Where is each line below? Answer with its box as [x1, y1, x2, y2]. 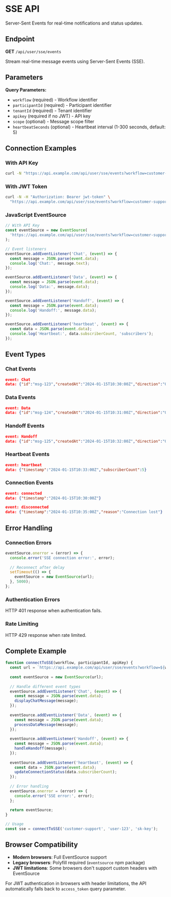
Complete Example [5, 647, 67, 655]
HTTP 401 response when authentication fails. [5, 608, 102, 614]
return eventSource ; [10, 808, 53, 813]
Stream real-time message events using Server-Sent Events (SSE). [5, 58, 145, 64]
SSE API [5, 3, 40, 15]
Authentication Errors [5, 596, 60, 603]
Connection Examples [5, 144, 77, 152]
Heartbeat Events [5, 451, 50, 458]
